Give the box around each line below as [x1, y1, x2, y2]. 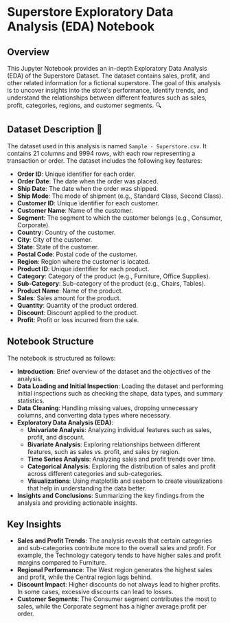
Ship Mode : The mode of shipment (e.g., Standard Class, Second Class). [16, 192, 223, 200]
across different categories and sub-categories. [27, 469, 163, 477]
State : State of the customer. [16, 242, 100, 251]
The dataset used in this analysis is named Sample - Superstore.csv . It [7, 141, 207, 150]
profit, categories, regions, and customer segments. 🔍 [7, 101, 162, 109]
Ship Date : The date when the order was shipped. [16, 184, 159, 192]
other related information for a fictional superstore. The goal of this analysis [7, 79, 221, 87]
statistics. [16, 396, 45, 405]
